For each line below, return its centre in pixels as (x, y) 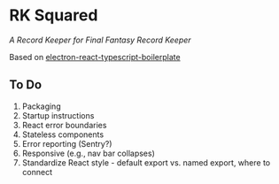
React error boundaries (64, 125)
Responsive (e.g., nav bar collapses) (88, 153)
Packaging (41, 106)
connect (37, 172)
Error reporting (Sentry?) (67, 143)
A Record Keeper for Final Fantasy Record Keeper (101, 40)
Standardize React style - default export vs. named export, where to (146, 162)
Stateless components (63, 134)
